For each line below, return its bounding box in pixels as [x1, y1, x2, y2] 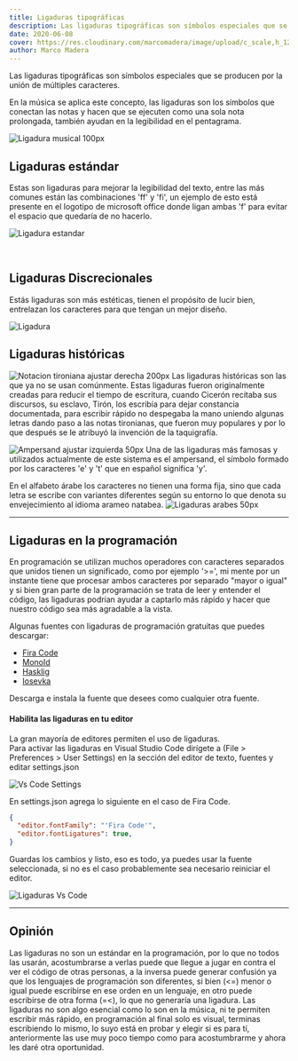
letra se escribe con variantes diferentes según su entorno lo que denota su [9, 489, 286, 500]
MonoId [21, 657, 51, 668]
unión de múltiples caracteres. [9, 80, 121, 91]
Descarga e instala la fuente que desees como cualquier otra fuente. [9, 693, 260, 704]
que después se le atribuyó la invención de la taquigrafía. [9, 427, 218, 438]
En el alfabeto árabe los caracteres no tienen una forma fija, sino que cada [9, 480, 281, 491]
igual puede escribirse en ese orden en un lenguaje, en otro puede [9, 985, 253, 995]
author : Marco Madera [9, 46, 90, 55]
